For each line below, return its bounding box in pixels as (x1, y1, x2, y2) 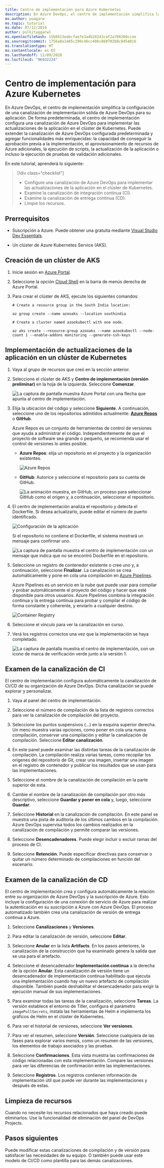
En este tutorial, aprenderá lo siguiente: (5, 161, 84, 166)
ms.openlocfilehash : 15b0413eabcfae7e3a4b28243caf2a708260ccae (5, 35, 137, 40)
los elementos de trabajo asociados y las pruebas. (12, 1043, 114, 1049)
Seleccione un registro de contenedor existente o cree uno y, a (12, 562, 139, 568)
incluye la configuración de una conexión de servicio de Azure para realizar (5, 899, 157, 905)
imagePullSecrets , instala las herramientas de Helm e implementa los (12, 1008, 151, 1014)
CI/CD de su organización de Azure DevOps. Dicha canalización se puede (5, 683, 154, 689)
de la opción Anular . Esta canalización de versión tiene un (12, 968, 129, 974)
